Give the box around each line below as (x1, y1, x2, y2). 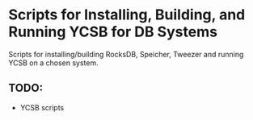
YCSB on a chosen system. (8, 58, 99, 68)
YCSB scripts (19, 102, 65, 112)
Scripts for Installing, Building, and (8, 6, 246, 24)
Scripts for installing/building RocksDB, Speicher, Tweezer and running (8, 49, 244, 59)
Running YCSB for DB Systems (8, 23, 218, 41)
